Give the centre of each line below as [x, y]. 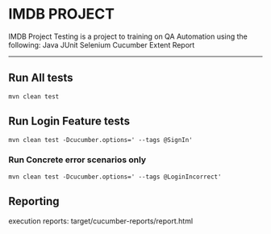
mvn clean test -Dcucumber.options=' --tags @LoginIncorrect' [115, 177]
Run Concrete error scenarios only [77, 160]
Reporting [34, 201]
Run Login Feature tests [69, 121]
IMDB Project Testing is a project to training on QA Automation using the [128, 36]
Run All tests [41, 78]
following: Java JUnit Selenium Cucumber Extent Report [102, 44]
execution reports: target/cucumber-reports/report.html [101, 221]
